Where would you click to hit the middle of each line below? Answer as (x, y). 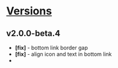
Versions (29, 11)
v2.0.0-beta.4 (33, 33)
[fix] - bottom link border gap (51, 48)
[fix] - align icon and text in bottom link (64, 54)
